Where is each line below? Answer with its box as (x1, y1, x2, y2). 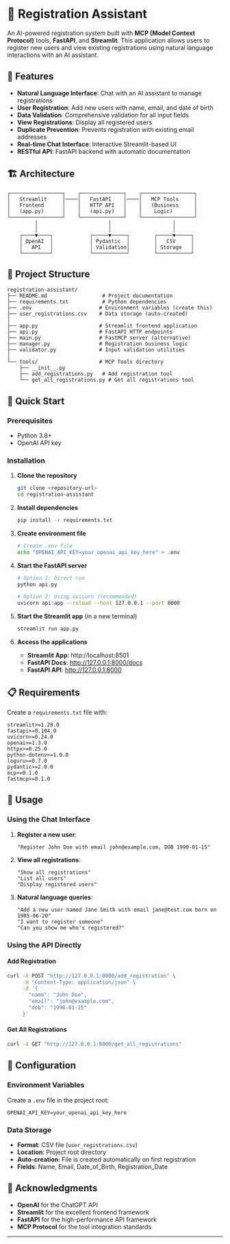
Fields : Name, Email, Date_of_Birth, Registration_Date (16, 1162, 168, 1171)
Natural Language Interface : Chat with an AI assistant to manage (16, 89, 202, 97)
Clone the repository (16, 472, 77, 480)
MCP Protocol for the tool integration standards (16, 1222, 152, 1231)
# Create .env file (16, 542, 73, 549)
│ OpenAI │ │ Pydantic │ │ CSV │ (19, 238, 194, 244)
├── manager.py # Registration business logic (7, 341, 188, 347)
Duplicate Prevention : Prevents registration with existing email (16, 125, 194, 133)
